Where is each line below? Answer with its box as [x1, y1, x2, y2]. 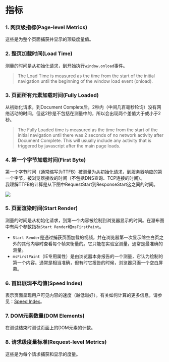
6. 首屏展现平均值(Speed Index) [5, 280, 83, 287]
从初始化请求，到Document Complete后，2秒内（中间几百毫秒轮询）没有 [5, 104, 157, 110]
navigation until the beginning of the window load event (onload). [17, 78, 153, 84]
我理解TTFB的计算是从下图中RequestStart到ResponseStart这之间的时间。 [5, 181, 158, 187]
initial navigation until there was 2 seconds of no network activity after [17, 132, 164, 138]
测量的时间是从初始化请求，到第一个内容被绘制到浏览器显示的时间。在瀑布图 [5, 217, 164, 223]
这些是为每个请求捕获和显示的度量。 [5, 351, 81, 357]
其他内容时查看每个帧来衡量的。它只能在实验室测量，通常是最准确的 [21, 240, 163, 246]
